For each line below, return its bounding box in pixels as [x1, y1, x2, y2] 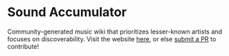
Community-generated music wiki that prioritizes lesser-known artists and [7, 27, 223, 36]
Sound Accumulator [7, 4, 127, 20]
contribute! [7, 42, 39, 50]
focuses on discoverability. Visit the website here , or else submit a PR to [7, 34, 216, 43]
